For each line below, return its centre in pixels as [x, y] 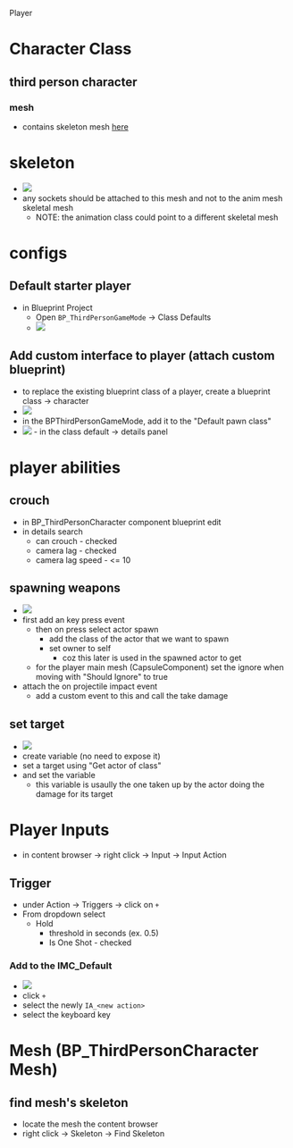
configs [38, 253]
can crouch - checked [76, 540]
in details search [52, 532]
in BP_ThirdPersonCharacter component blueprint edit [121, 522]
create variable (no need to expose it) [91, 756]
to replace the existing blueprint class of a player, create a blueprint [146, 391]
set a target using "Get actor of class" [92, 766]
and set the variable [59, 775]
